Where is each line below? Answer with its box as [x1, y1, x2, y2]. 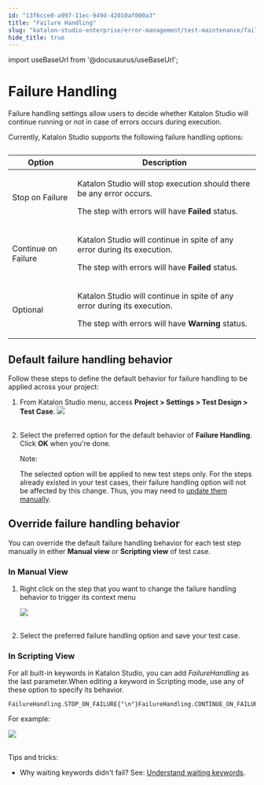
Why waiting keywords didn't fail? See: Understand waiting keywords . [19, 768, 246, 777]
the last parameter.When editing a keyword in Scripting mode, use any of [8, 677, 244, 686]
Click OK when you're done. [19, 439, 112, 448]
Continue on [12, 244, 57, 255]
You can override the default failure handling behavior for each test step [8, 538, 241, 548]
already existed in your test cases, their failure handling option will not [19, 478, 247, 487]
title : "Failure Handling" [8, 19, 97, 27]
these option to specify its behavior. [8, 685, 124, 694]
